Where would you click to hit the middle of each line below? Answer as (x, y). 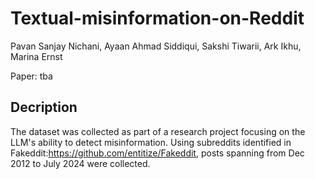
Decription (44, 107)
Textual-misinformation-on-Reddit (157, 18)
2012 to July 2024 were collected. (80, 163)
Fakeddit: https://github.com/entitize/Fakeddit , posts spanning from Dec (157, 153)
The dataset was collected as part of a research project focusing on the (158, 131)
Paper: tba (31, 76)
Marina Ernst (36, 56)
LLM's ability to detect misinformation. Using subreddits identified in (151, 142)
